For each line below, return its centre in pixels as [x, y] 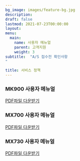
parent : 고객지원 [30, 47]
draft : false [19, 19]
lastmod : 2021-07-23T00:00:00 [37, 24]
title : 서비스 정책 [23, 70]
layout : [13, 29]
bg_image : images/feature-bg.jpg [40, 10]
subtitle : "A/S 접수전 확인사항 [36, 57]
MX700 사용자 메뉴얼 [30, 115]
